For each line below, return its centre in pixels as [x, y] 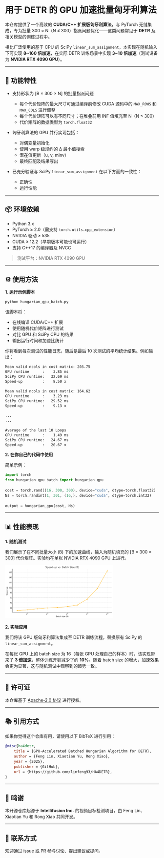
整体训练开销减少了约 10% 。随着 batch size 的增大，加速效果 [97, 660]
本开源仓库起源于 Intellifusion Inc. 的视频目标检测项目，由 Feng [69, 811]
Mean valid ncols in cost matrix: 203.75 [48, 367]
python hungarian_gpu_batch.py [37, 302]
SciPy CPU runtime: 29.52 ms [37, 401]
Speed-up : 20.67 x [36, 445]
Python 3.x [23, 224]
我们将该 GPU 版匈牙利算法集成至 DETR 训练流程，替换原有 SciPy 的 [74, 637]
